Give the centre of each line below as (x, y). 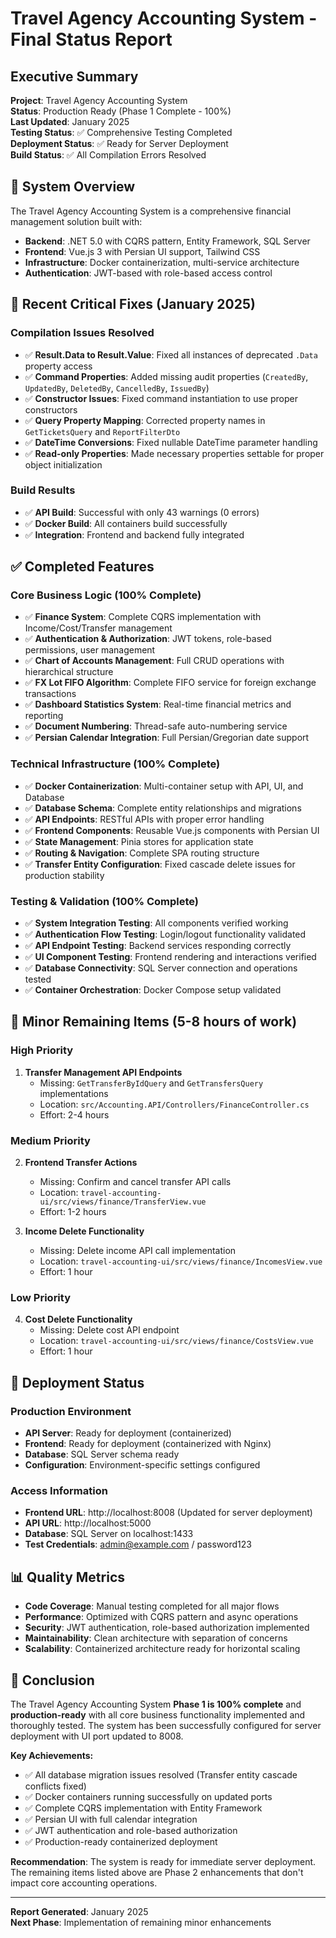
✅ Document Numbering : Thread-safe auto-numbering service (156, 726)
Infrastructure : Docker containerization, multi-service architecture (162, 262)
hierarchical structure (69, 672)
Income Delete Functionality (84, 1231)
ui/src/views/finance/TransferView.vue (123, 1202)
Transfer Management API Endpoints (103, 1072)
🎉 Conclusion (52, 1680)
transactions (50, 694)
